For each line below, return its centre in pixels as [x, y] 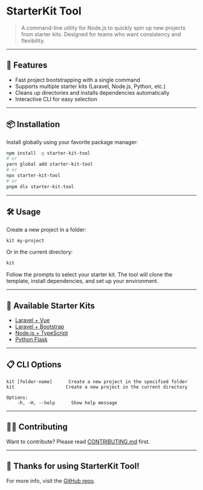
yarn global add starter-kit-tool [50, 164]
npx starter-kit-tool [34, 176]
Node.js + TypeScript [41, 333]
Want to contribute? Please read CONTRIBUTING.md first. [78, 441]
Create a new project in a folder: [46, 229]
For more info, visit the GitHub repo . [51, 480]
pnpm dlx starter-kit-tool [40, 186]
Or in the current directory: [40, 252]
